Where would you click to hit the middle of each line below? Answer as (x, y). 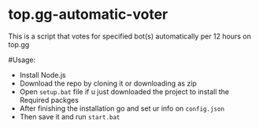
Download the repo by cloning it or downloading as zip (108, 83)
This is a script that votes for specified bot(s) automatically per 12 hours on (130, 36)
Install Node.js (43, 75)
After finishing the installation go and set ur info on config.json (122, 108)
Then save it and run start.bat (70, 116)
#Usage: (22, 60)
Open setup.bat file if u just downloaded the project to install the (124, 91)
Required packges (49, 100)
